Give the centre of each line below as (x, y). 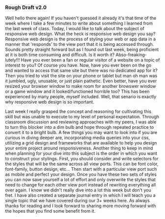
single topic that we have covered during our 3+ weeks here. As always (77, 201)
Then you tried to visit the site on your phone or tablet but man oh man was (81, 76)
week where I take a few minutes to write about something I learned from (79, 23)
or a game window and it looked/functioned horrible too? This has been (77, 91)
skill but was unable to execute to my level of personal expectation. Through (82, 117)
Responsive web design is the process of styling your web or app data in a (81, 39)
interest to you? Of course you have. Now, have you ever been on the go (78, 65)
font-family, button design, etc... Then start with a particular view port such (81, 169)
